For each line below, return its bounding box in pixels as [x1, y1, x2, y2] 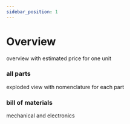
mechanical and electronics [6, 112, 75, 119]
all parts [6, 70, 31, 78]
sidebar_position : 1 [6, 8, 59, 15]
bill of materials [6, 98, 53, 107]
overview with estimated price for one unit [6, 55, 112, 62]
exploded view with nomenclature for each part [6, 83, 125, 90]
